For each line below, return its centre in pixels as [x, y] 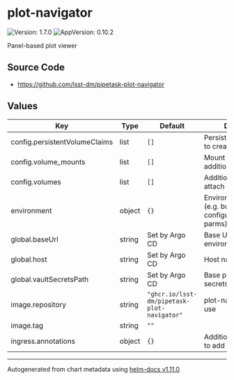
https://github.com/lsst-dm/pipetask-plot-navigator [91, 84]
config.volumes [36, 182]
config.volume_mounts [48, 161]
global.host [29, 259]
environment [31, 210]
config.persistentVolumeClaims [62, 142]
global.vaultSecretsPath [50, 279]
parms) [216, 223]
